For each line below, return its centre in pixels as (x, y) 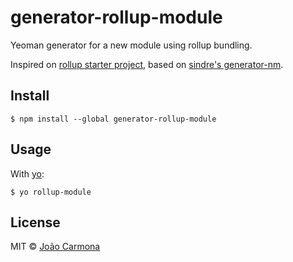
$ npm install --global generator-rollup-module (113, 119)
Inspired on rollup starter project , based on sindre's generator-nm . (147, 64)
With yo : (27, 173)
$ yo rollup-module (51, 192)
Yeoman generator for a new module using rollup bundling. (131, 45)
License (35, 222)
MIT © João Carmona (55, 247)
